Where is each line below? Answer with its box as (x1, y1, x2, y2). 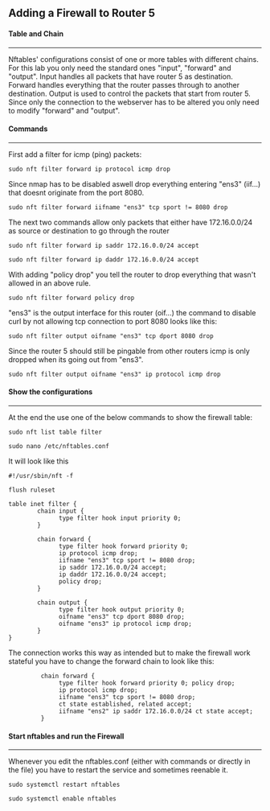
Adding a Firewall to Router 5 (8, 6, 155, 20)
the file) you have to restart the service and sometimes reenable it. (8, 765, 229, 775)
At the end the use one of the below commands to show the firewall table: (8, 413, 253, 422)
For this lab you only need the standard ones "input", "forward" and (8, 63, 231, 72)
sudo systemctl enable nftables (8, 795, 117, 803)
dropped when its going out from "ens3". (8, 354, 144, 364)
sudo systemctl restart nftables (8, 780, 121, 789)
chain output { (37, 599, 88, 607)
